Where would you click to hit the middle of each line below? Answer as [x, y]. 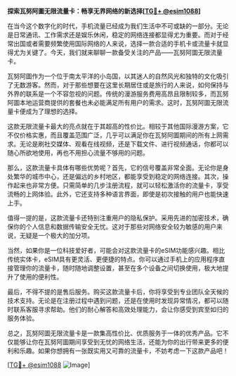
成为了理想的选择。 [53, 111]
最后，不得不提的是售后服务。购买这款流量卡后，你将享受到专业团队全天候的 [118, 292]
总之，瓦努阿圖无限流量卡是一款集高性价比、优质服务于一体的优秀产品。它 [115, 333]
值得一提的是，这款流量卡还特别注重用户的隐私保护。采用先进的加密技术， [115, 218]
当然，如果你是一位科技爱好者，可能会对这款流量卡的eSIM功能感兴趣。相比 [116, 250]
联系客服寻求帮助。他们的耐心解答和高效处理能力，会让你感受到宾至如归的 [121, 309]
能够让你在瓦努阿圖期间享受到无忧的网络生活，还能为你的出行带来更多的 [118, 342]
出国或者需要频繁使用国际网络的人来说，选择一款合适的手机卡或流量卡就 [118, 44]
